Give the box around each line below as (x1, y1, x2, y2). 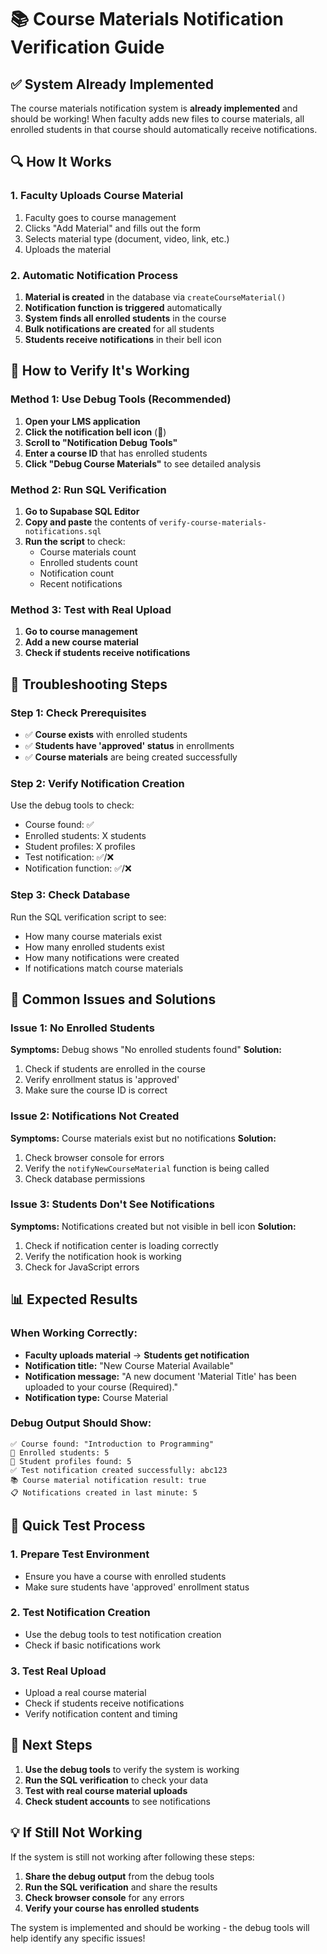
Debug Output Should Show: (10, 1416, 152, 1430)
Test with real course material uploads (24, 1784, 188, 1796)
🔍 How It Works (10, 154, 112, 171)
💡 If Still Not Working (10, 1824, 143, 1841)
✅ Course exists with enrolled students (24, 728, 188, 740)
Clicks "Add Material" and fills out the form (24, 222, 201, 234)
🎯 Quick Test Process (10, 1517, 146, 1535)
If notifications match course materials (24, 962, 184, 974)
